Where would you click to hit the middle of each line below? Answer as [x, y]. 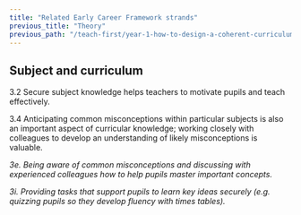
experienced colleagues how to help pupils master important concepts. [141, 175]
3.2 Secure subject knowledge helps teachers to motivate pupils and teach [147, 92]
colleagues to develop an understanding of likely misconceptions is [133, 138]
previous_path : [38, 34]
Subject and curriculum [76, 70]
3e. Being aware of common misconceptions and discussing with [130, 165]
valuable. [26, 148]
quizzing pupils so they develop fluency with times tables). [117, 202]
